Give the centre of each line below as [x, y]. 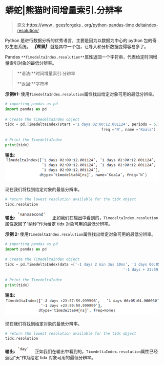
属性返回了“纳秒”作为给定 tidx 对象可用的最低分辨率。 [59, 224]
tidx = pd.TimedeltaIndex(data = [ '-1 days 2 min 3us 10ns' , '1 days [76, 265]
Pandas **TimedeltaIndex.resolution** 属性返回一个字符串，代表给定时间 [79, 57]
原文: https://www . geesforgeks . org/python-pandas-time [75, 25]
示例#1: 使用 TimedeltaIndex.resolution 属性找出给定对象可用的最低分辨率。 [81, 94]
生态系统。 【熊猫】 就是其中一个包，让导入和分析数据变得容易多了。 [79, 46]
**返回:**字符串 [33, 83]
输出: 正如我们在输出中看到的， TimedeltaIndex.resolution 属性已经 [82, 351]
